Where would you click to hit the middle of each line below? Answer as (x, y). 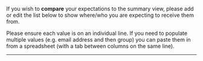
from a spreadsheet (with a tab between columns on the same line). (90, 46)
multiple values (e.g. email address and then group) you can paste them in (99, 40)
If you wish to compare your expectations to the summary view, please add (100, 9)
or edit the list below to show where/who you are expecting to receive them (100, 15)
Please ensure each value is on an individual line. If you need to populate (97, 33)
